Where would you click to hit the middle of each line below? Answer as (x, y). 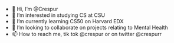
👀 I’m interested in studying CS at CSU (58, 15)
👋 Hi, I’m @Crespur (35, 9)
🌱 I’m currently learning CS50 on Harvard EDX (68, 21)
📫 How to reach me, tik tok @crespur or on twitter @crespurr (87, 34)
